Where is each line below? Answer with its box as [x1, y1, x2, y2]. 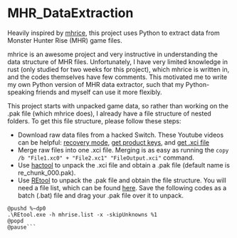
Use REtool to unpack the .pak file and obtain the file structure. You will [17, 176, 226, 185]
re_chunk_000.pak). [17, 168, 76, 177]
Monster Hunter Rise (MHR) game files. [7, 36, 122, 44]
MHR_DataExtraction [7, 5, 134, 21]
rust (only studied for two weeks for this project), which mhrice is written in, [7, 65, 230, 73]
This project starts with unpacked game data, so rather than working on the [7, 101, 229, 110]
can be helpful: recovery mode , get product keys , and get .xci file [17, 138, 210, 147]
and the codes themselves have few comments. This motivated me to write [7, 73, 228, 81]
